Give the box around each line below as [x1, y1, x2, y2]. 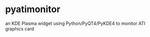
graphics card [5, 25, 34, 31]
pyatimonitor [5, 4, 61, 15]
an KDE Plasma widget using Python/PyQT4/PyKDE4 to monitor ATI [5, 20, 145, 26]
